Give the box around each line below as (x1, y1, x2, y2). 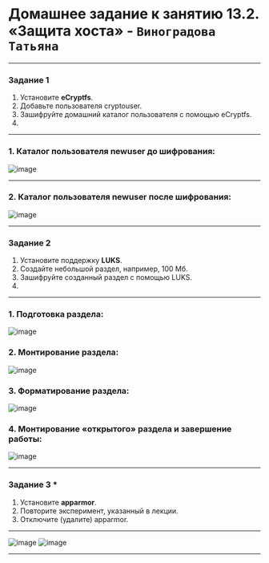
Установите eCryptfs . (19, 93, 94, 103)
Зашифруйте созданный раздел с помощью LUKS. (19, 273, 192, 282)
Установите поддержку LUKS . (19, 256, 122, 265)
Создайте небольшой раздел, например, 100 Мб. (19, 264, 188, 273)
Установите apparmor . (19, 497, 98, 507)
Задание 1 (8, 74, 50, 85)
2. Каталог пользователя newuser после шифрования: (8, 192, 232, 203)
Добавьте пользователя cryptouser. (19, 101, 143, 111)
